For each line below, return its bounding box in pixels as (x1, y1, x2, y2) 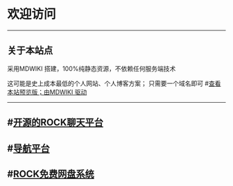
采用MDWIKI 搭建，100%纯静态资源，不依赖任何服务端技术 (7, 64, 176, 73)
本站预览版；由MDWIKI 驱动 (7, 87, 87, 96)
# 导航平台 (7, 142, 50, 154)
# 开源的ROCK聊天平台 (7, 117, 104, 128)
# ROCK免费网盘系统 (7, 168, 95, 180)
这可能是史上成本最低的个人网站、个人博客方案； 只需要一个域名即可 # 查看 (7, 79, 221, 87)
